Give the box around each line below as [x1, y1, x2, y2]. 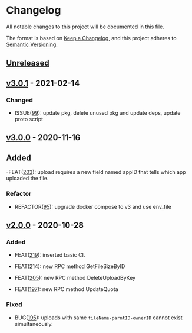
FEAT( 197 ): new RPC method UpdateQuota [14, 286, 118, 293]
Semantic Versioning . [6, 41, 58, 48]
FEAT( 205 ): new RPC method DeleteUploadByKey [14, 274, 136, 282]
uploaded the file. [6, 175, 49, 182]
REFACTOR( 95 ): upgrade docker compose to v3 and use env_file [14, 203, 172, 210]
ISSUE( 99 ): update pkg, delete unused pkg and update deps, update [14, 109, 181, 117]
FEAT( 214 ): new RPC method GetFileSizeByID [14, 263, 125, 270]
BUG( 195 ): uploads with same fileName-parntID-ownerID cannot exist [14, 314, 183, 321]
